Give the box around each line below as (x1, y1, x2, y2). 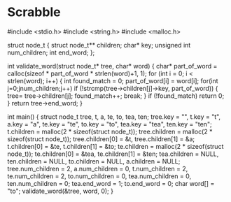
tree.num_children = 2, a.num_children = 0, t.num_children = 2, (7, 164, 188, 173)
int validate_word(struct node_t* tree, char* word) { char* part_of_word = (7, 62, 218, 70)
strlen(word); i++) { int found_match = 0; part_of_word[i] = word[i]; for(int (7, 76, 218, 85)
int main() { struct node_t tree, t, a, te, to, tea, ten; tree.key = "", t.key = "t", (7, 113, 221, 121)
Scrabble (7, 4, 61, 20)
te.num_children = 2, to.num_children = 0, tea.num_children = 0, (7, 172, 191, 180)
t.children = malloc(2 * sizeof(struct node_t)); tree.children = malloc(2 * (7, 127, 213, 136)
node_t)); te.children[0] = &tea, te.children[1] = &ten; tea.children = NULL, (7, 150, 219, 158)
